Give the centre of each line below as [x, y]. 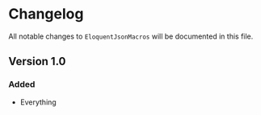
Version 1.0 [37, 62]
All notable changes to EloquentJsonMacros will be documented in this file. [131, 36]
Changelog [46, 14]
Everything [38, 102]
